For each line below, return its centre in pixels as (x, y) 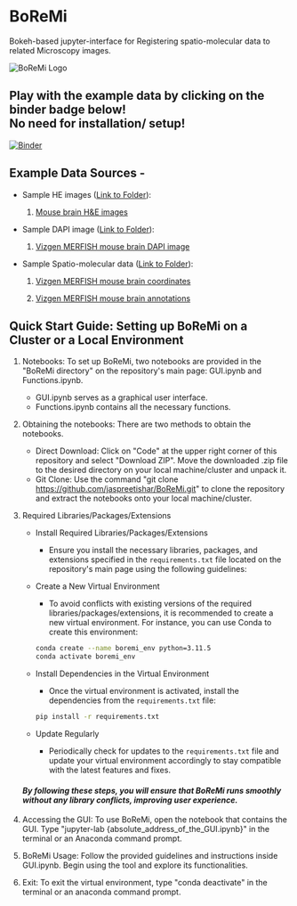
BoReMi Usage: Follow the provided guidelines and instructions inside (150, 856)
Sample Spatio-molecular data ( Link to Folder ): (108, 264)
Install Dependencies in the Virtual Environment (122, 673)
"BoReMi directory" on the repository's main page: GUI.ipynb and (142, 371)
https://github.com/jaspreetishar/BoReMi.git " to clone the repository (160, 489)
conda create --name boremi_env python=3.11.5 (123, 649)
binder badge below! (68, 110)
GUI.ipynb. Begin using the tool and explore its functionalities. (135, 865)
